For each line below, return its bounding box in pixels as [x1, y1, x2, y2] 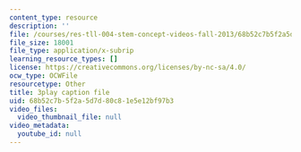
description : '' [9, 21, 70, 30]
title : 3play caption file [9, 88, 110, 97]
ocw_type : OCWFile [9, 72, 78, 80]
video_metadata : [9, 122, 70, 131]
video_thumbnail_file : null [17, 113, 123, 122]
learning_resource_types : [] [9, 55, 118, 63]
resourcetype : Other [9, 80, 87, 89]
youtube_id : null [17, 130, 82, 139]
